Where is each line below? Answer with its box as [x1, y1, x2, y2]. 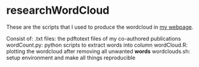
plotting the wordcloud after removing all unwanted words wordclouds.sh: [6, 47, 191, 54]
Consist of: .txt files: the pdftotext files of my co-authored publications [6, 35, 182, 42]
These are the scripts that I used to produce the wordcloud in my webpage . [6, 23, 194, 31]
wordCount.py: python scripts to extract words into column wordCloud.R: [6, 41, 188, 48]
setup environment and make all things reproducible [6, 54, 136, 61]
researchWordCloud [6, 4, 110, 17]
